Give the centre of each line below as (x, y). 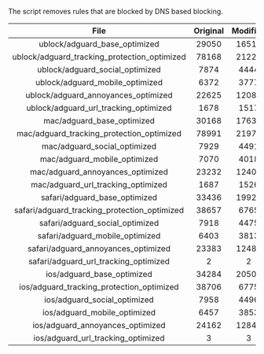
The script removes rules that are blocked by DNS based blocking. (116, 11)
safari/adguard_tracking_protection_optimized (99, 210)
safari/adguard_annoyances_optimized (99, 249)
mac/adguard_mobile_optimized (99, 159)
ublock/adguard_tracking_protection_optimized (99, 57)
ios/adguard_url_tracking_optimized (99, 338)
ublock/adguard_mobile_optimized (99, 82)
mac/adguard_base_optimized (99, 121)
